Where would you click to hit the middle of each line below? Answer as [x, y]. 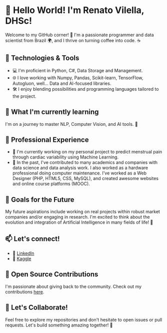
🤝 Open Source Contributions [52, 275]
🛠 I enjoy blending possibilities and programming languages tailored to [85, 89]
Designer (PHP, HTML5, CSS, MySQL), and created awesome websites [85, 179]
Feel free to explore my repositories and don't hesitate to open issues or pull [84, 319]
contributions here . [25, 292]
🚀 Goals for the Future [40, 199]
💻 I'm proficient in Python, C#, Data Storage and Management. [77, 70]
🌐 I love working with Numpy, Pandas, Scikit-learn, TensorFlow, [78, 78]
